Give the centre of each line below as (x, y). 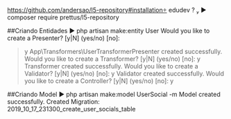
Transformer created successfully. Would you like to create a (111, 66)
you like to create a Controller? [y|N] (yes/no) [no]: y (99, 81)
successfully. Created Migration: (54, 102)
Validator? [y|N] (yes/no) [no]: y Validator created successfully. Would (124, 73)
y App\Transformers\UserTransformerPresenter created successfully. (123, 52)
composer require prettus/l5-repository (63, 17)
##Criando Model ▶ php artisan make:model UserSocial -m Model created (114, 94)
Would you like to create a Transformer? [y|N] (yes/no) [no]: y (112, 59)
